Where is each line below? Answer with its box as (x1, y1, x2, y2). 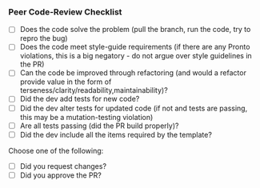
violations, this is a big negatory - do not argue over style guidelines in (19, 51, 252, 61)
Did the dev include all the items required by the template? (19, 130, 212, 139)
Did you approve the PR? (19, 170, 102, 180)
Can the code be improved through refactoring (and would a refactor (19, 68, 246, 78)
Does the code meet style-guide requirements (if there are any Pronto (19, 42, 250, 52)
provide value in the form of (19, 77, 112, 86)
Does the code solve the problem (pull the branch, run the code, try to (19, 25, 251, 34)
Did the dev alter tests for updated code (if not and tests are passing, (19, 103, 248, 113)
